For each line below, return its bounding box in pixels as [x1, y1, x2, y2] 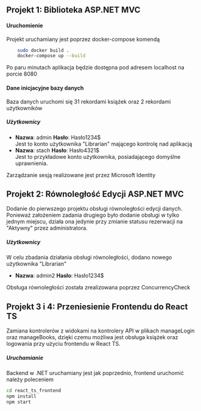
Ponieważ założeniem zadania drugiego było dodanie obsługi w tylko [6, 211, 180, 219]
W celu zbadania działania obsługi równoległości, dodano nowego [6, 254, 172, 261]
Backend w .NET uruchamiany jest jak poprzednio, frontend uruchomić [6, 370, 184, 377]
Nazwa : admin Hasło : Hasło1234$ [15, 133, 101, 141]
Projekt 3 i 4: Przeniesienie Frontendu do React [6, 301, 188, 312]
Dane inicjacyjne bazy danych [6, 84, 84, 91]
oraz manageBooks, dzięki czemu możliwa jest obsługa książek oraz [6, 334, 178, 341]
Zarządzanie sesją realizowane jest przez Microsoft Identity [6, 171, 156, 178]
